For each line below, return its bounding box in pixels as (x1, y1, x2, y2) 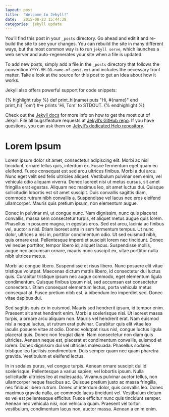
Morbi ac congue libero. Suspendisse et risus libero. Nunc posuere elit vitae (5, 263, 163, 269)
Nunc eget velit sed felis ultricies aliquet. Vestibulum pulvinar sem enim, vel (5, 173, 162, 179)
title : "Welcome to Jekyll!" (5, 12, 69, 17)
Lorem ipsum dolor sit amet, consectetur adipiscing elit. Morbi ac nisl (5, 157, 149, 163)
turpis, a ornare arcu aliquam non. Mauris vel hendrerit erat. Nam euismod (5, 315, 159, 321)
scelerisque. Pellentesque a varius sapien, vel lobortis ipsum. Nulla (5, 368, 144, 375)
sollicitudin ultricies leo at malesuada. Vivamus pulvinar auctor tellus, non (5, 374, 158, 380)
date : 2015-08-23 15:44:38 (5, 17, 67, 22)
